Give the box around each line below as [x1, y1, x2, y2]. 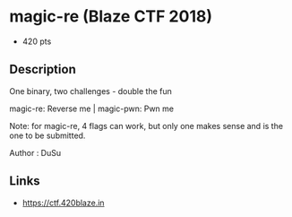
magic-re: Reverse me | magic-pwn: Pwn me [9, 103, 175, 114]
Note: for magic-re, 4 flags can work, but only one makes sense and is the [9, 120, 284, 131]
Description [9, 62, 76, 77]
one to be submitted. [9, 130, 86, 141]
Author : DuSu [9, 147, 62, 158]
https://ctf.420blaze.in [21, 197, 105, 208]
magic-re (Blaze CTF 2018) [9, 6, 213, 27]
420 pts [21, 36, 52, 47]
